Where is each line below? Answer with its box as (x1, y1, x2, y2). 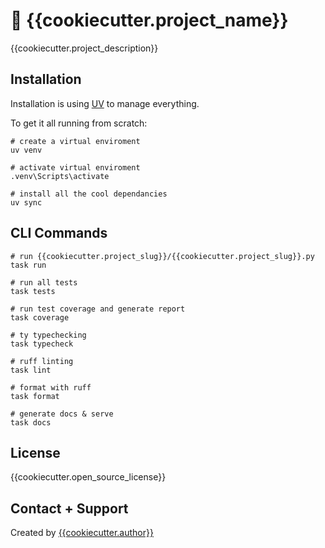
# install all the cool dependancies (10, 189, 168, 199)
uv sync (10, 197, 43, 208)
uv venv (10, 145, 43, 155)
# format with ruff (10, 382, 92, 393)
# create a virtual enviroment (10, 136, 141, 146)
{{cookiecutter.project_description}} (10, 42, 159, 54)
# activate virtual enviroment (10, 162, 141, 173)
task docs (10, 417, 52, 428)
